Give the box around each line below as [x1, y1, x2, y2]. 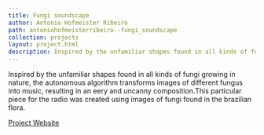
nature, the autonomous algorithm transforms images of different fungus [8, 78, 244, 87]
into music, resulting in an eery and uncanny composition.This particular [8, 86, 242, 95]
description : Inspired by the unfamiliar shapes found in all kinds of [8, 48, 247, 56]
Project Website [8, 119, 60, 127]
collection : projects [8, 33, 79, 42]
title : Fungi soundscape [8, 11, 90, 20]
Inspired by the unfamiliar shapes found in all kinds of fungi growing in [8, 70, 236, 78]
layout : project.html [8, 41, 79, 49]
